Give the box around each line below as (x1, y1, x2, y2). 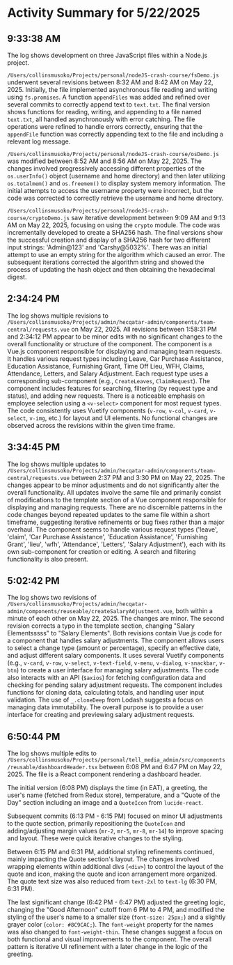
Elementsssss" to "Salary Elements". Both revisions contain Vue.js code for (7, 629, 223, 638)
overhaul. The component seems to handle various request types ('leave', (7, 525, 218, 534)
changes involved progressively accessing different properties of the (7, 164, 205, 172)
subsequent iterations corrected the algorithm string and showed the (7, 258, 204, 266)
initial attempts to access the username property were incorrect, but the (7, 187, 214, 194)
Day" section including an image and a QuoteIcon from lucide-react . (7, 798, 204, 807)
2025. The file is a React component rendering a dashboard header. (7, 770, 202, 778)
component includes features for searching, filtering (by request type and (7, 384, 218, 392)
